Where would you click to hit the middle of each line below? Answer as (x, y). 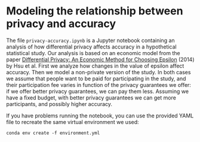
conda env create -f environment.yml (53, 133)
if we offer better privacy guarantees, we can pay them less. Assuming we (98, 91)
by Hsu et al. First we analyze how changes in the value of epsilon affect (95, 66)
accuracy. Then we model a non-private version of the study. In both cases (99, 72)
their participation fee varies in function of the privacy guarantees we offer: (99, 84)
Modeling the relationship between (95, 11)
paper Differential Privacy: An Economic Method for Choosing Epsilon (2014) (101, 59)
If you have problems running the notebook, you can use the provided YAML (100, 116)
